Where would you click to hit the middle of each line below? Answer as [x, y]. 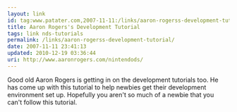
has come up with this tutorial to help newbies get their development [107, 87]
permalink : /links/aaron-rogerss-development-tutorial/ [91, 40]
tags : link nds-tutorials [45, 33]
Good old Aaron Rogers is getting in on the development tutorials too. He [113, 80]
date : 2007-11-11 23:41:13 [47, 46]
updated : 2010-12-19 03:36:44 [52, 54]
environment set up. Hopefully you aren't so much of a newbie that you [111, 94]
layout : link [26, 14]
